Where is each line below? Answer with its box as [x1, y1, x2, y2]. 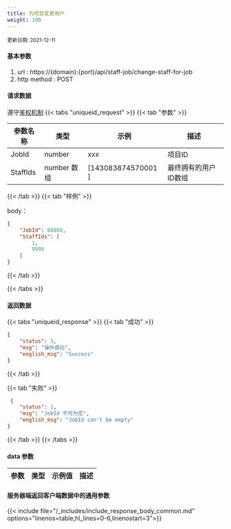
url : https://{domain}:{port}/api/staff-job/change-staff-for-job [16, 67, 193, 76]
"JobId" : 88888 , [19, 226, 67, 234]
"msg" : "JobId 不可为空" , [19, 410, 89, 417]
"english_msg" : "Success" [19, 350, 94, 358]
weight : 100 [7, 17, 41, 23]
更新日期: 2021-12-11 [7, 36, 56, 43]
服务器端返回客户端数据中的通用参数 [7, 491, 110, 499]
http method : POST [16, 75, 74, 83]
